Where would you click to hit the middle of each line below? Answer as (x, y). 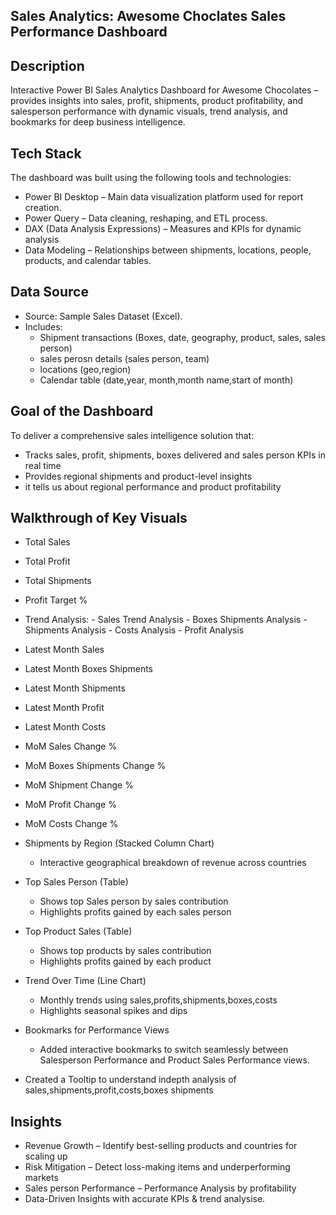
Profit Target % (56, 600)
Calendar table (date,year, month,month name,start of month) (166, 380)
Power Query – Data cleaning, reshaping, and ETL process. (146, 218)
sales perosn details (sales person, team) (124, 358)
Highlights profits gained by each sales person (135, 912)
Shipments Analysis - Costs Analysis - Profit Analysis (134, 630)
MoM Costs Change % (71, 824)
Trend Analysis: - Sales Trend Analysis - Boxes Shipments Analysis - (166, 620)
